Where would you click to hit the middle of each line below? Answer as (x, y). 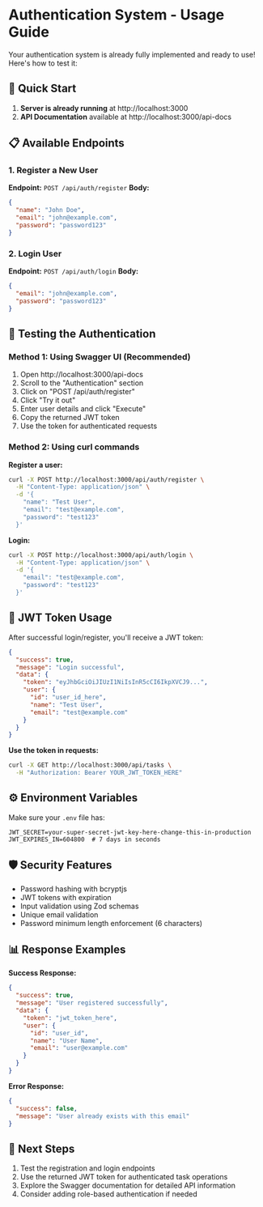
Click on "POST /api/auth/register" (78, 392)
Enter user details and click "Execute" (83, 409)
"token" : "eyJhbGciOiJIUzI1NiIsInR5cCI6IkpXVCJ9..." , (115, 682)
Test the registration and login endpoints (87, 1168)
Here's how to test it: (43, 63)
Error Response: (36, 1086)
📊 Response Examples (67, 950)
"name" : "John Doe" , (50, 210)
